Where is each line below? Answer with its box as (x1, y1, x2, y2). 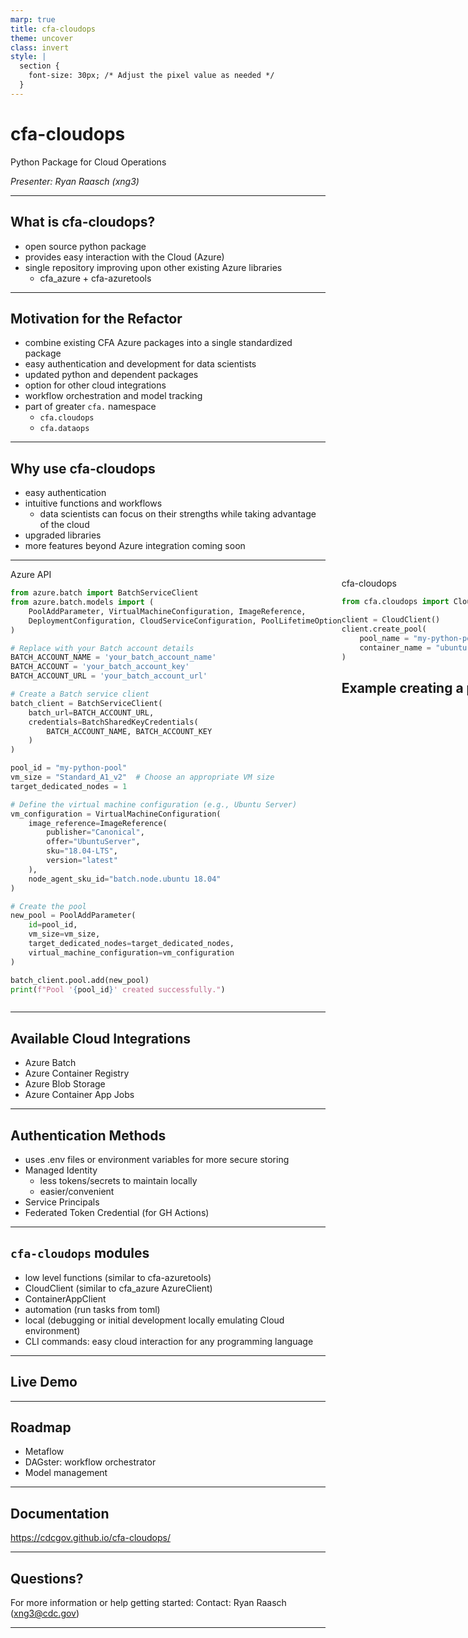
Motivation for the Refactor (10, 310, 183, 327)
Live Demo (10, 1374, 78, 1391)
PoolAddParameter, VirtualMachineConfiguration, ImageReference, (28, 606, 307, 616)
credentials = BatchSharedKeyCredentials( (28, 717, 199, 727)
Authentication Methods (10, 1127, 167, 1144)
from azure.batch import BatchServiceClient (10, 588, 199, 598)
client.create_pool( (341, 624, 427, 634)
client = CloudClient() (341, 615, 441, 625)
